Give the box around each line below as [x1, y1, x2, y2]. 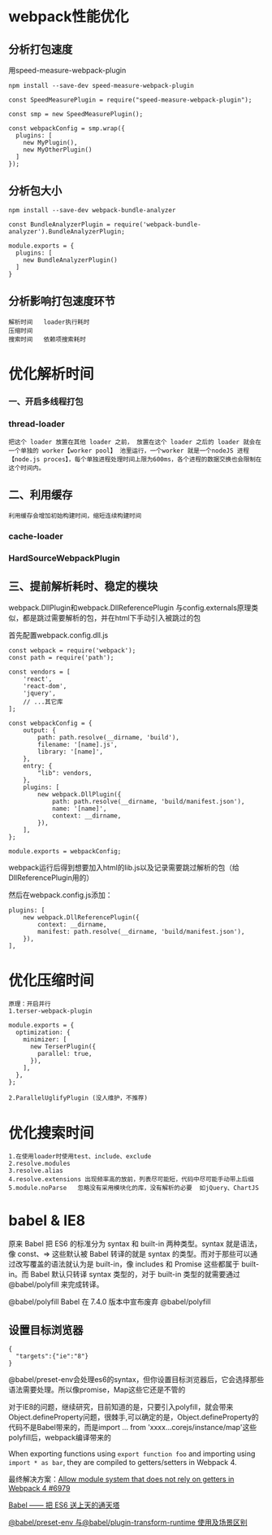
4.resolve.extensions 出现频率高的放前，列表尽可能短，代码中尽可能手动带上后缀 [8, 1175, 254, 1184]
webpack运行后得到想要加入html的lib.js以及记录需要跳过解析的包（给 [8, 862, 240, 872]
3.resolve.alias [8, 1167, 63, 1175]
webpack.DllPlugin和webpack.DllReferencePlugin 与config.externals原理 [8, 603, 252, 613]
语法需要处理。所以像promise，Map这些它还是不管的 [8, 1385, 186, 1395]
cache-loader [8, 530, 63, 542]
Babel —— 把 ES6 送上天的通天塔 [8, 1500, 120, 1510]
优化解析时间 [8, 364, 95, 383]
